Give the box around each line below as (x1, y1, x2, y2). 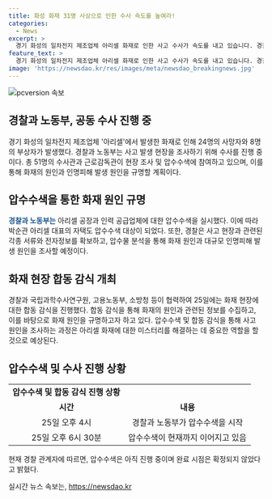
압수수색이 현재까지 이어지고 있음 (128, 432, 247, 443)
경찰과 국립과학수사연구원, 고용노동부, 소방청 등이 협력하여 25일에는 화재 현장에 (8, 295, 259, 305)
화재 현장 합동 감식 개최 (8, 272, 117, 285)
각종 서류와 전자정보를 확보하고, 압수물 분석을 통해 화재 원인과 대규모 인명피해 (8, 236, 253, 246)
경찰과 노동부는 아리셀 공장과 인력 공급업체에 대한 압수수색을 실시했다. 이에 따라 (8, 216, 259, 226)
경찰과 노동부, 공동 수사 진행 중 (8, 114, 152, 128)
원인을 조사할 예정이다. (16, 246, 89, 256)
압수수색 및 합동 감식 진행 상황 (12, 387, 121, 397)
